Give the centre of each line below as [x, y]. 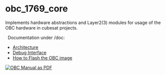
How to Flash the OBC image [42, 57]
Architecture [25, 47]
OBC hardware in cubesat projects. [41, 27]
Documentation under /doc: [36, 37]
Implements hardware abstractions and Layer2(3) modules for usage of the [83, 22]
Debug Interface [29, 52]
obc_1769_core [36, 9]
